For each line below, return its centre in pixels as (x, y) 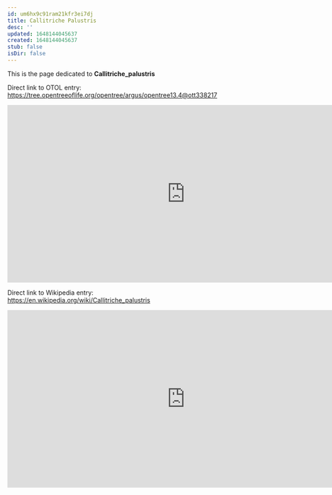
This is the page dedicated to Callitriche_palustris (81, 74)
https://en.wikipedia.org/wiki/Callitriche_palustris (79, 300)
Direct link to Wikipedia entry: (50, 293)
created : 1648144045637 (43, 40)
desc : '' (20, 27)
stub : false (25, 47)
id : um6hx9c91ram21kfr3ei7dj (50, 14)
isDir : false (27, 54)
